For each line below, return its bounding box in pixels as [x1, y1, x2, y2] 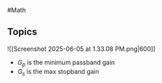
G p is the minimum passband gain [17, 58, 115, 68]
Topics [7, 26, 38, 38]
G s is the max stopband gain [17, 67, 99, 77]
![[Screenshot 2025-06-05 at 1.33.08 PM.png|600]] [7, 45, 156, 53]
